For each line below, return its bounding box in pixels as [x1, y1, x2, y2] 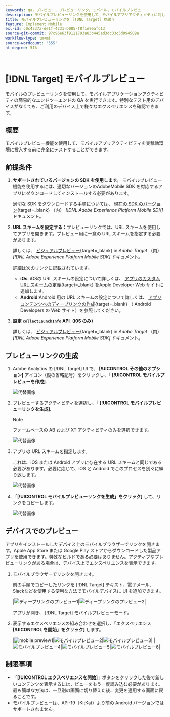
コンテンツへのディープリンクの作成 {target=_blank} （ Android [20, 301, 151, 307]
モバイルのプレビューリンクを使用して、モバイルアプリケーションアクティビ [5, 91, 164, 97]
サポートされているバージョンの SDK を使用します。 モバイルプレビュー [12, 177, 162, 183]
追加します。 [20, 288, 47, 294]
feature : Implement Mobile [5, 21, 62, 27]
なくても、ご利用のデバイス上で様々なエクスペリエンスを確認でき [18, 103, 155, 109]
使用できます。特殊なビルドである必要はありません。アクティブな [18, 553, 155, 560]
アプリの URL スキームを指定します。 [12, 448, 90, 454]
